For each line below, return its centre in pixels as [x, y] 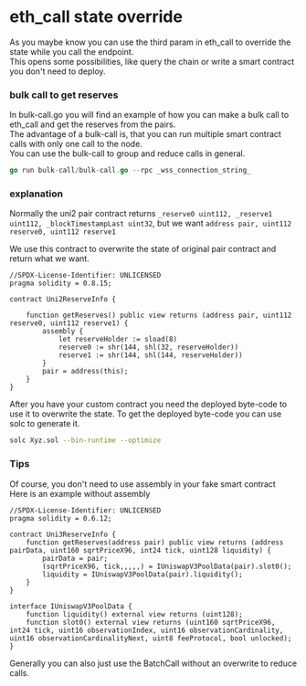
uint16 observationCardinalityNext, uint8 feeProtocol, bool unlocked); [151, 638]
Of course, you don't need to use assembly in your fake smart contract [142, 484]
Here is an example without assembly [80, 493]
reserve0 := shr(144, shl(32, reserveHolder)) [148, 348]
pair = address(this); [85, 372]
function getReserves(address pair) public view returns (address [155, 542]
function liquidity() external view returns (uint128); [135, 614]
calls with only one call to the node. [76, 144]
